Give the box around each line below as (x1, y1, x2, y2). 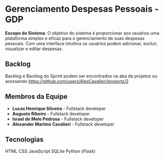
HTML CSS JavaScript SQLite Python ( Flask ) (5, 148, 96, 154)
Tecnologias (5, 135, 44, 143)
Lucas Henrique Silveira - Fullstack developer (12, 106, 106, 111)
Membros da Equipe (5, 92, 68, 101)
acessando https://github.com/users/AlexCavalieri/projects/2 (5, 78, 129, 84)
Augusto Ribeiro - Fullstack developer (12, 110, 90, 116)
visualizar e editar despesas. (5, 46, 63, 52)
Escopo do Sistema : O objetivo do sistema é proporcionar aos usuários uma (5, 30, 160, 36)
